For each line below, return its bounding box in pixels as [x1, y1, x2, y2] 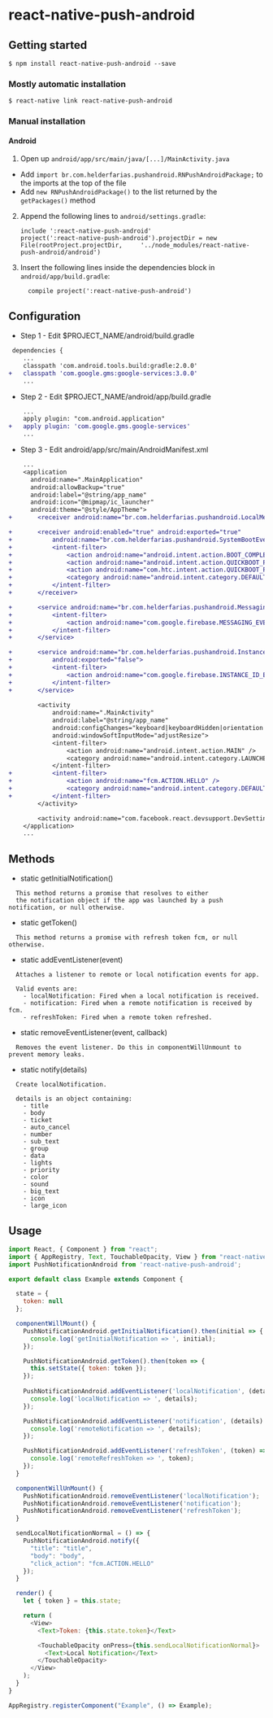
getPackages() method [19, 195, 96, 205]
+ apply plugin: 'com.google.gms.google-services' [8, 422, 191, 431]
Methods [8, 852, 55, 866]
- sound [23, 1180, 49, 1189]
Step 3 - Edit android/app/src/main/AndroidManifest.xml [19, 445, 209, 455]
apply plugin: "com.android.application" [23, 415, 165, 423]
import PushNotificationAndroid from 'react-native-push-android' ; [8, 1260, 242, 1269]
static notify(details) [19, 1064, 88, 1075]
